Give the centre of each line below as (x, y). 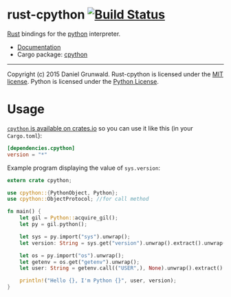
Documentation (39, 47)
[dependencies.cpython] (41, 148)
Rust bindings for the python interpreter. (64, 34)
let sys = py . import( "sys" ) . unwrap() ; (75, 236)
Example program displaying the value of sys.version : (84, 168)
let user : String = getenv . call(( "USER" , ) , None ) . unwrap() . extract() (121, 268)
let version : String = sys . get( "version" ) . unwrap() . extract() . (112, 243)
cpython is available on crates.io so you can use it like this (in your (100, 128)
